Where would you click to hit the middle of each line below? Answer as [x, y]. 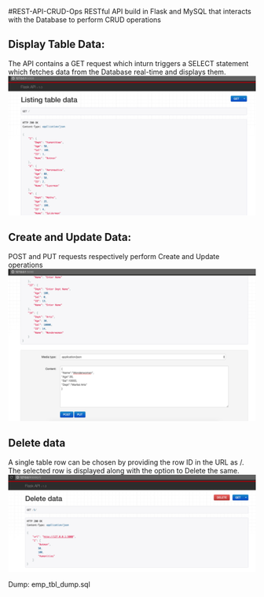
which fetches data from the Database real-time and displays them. [117, 72]
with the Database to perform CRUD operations [84, 20]
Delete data [37, 443]
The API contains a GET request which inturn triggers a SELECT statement [128, 63]
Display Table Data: [57, 44]
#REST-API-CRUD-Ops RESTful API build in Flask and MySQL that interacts [130, 11]
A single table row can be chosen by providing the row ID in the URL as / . [126, 462]
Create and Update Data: [70, 237]
